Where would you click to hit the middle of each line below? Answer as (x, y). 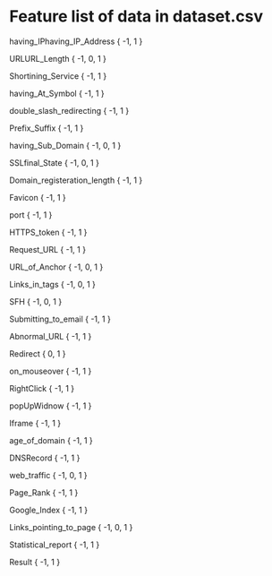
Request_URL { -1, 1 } (48, 249)
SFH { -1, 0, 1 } (36, 301)
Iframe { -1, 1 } (35, 423)
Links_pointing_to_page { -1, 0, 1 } (71, 527)
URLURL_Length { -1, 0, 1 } (58, 58)
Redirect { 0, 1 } (38, 353)
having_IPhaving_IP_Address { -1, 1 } (76, 41)
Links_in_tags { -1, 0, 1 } (53, 284)
